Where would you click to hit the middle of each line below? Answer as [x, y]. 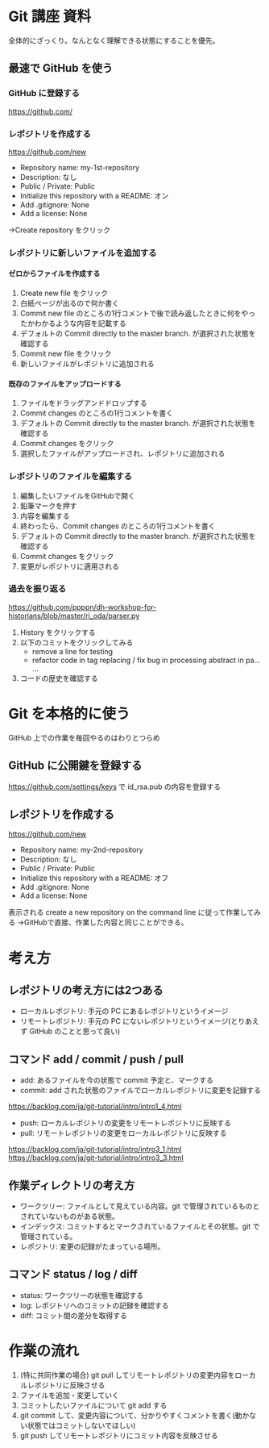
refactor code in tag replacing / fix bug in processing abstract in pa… [146, 660]
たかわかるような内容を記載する [73, 323]
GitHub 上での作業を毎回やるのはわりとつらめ [85, 737]
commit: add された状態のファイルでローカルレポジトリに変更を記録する [141, 1091]
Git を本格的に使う [69, 714]
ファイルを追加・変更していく [69, 1395]
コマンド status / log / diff [73, 1274]
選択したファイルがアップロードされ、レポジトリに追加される [122, 453]
